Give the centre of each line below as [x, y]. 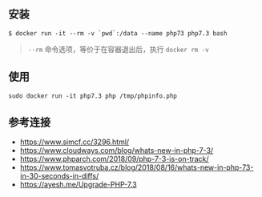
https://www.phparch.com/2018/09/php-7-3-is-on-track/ [115, 159]
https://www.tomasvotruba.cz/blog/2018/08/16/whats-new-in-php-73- [137, 167]
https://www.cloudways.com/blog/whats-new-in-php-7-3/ [117, 151]
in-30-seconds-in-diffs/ [59, 176]
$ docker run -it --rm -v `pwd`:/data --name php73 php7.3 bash [118, 33]
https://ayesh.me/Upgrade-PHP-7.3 [79, 185]
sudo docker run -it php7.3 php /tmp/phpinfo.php [93, 96]
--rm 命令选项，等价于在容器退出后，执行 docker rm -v [119, 49]
